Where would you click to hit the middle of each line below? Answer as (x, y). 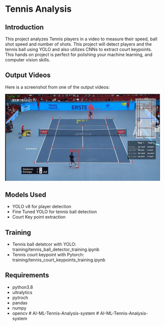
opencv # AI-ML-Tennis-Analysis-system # (55, 313)
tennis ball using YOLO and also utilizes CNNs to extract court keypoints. (79, 49)
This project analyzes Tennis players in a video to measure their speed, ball (81, 39)
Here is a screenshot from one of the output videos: (57, 87)
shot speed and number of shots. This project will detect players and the (79, 44)
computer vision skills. (28, 60)
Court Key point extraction (39, 217)
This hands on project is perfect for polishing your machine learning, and (79, 54)
